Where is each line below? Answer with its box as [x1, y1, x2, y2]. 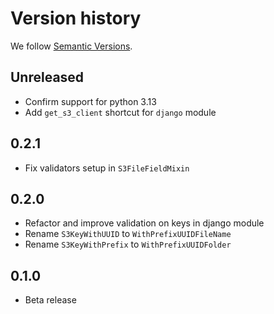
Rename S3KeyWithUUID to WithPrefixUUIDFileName [24, 228, 232, 240]
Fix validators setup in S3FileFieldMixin [24, 162, 190, 174]
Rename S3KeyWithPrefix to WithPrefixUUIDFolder [24, 238, 232, 251]
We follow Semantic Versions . [10, 40, 133, 52]
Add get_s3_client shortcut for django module [24, 106, 217, 118]
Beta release [24, 294, 77, 306]
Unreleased [10, 69, 85, 86]
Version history [10, 7, 142, 30]
